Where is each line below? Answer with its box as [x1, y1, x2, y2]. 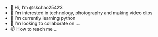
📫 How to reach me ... [10, 26, 58, 32]
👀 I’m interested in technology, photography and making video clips [10, 10, 153, 16]
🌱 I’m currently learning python [10, 15, 76, 21]
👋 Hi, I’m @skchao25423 [10, 5, 63, 10]
